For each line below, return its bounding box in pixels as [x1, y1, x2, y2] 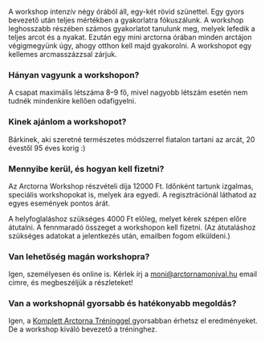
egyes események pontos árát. [8, 198, 111, 208]
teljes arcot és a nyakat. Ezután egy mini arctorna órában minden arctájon [8, 32, 252, 42]
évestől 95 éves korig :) [8, 143, 86, 153]
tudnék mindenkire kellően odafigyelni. [8, 96, 137, 106]
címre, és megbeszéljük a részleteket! [8, 278, 134, 287]
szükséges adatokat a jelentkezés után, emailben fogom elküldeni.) [8, 230, 230, 240]
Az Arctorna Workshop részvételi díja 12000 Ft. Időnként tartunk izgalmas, [8, 181, 255, 191]
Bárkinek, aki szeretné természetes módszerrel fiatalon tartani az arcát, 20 [8, 134, 255, 144]
